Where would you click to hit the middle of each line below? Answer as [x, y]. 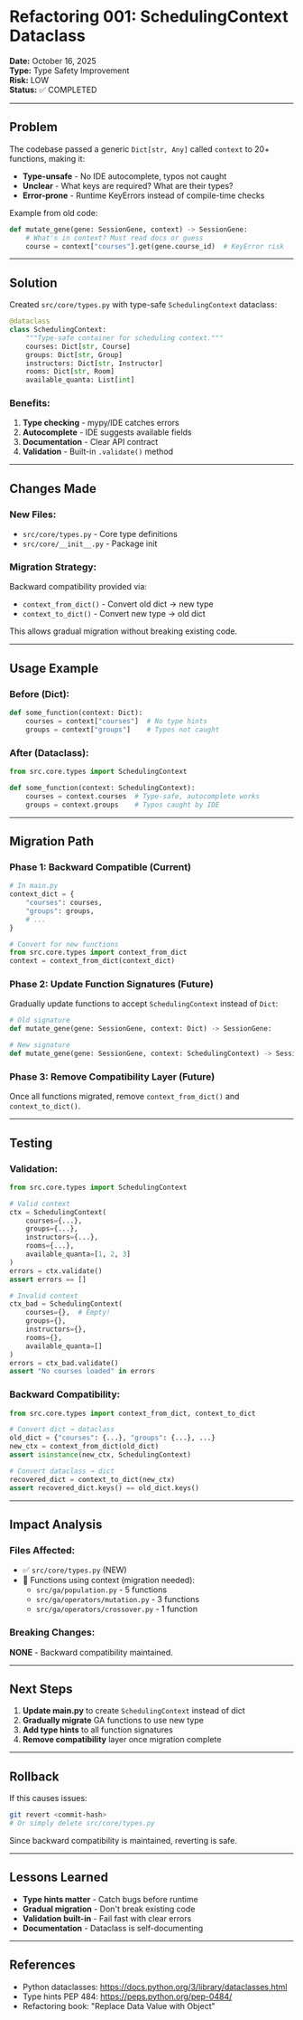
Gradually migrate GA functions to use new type [113, 1721]
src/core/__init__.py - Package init [90, 543]
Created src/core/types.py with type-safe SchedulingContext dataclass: [143, 305]
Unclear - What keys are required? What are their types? [128, 185]
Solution [33, 283]
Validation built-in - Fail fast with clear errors [107, 1918]
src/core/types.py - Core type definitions [100, 534]
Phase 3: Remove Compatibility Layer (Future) [112, 1076]
